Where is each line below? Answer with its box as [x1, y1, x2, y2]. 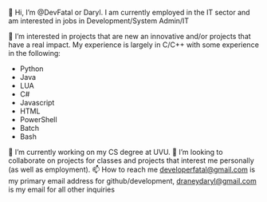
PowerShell [19, 115, 57, 124]
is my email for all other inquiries [8, 184, 116, 194]
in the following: [8, 49, 61, 57]
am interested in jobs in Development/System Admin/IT [8, 16, 190, 26]
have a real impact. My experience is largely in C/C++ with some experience [8, 40, 259, 50]
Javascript [19, 98, 55, 107]
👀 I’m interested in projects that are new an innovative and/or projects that [8, 32, 251, 41]
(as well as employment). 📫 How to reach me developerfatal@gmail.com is [8, 164, 256, 174]
